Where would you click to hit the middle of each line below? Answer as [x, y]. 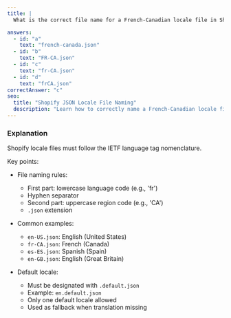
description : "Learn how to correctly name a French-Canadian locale [115, 109]
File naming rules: [42, 175]
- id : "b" [27, 52]
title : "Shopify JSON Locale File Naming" [75, 103]
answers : [20, 32]
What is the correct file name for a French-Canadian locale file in [115, 20]
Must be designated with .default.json [83, 286]
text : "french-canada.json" [59, 45]
